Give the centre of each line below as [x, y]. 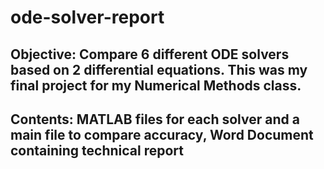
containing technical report [97, 150]
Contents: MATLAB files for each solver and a [155, 119]
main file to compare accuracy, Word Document [162, 134]
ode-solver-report [87, 17]
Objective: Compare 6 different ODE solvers [150, 54]
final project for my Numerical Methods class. [156, 85]
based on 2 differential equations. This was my [159, 69]
